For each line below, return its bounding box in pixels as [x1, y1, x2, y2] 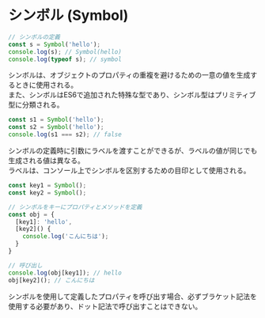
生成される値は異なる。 [8, 156, 85, 165]
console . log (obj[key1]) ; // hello [8, 269, 123, 277]
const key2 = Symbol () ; [8, 188, 87, 197]
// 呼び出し [8, 261, 44, 269]
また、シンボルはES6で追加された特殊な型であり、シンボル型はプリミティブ [8, 90, 256, 100]
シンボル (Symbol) [8, 6, 129, 25]
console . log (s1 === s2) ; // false [8, 131, 123, 138]
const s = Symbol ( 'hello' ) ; [8, 40, 101, 48]
